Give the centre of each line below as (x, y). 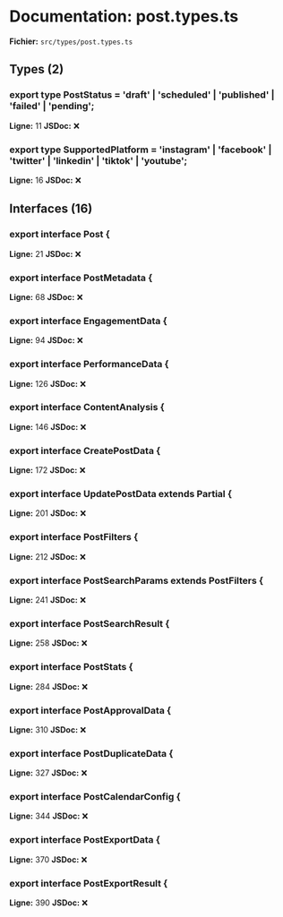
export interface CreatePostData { (85, 450)
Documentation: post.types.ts (124, 17)
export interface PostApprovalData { (90, 710)
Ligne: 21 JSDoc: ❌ (45, 253)
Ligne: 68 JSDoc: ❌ (46, 296)
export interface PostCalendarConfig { (95, 797)
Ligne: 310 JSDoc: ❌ (48, 729)
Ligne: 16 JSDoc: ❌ (46, 180)
